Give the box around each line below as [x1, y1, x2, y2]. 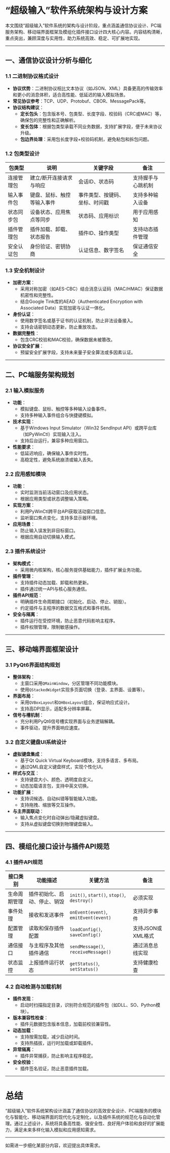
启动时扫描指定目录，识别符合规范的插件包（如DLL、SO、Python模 [20, 1002, 160, 1008]
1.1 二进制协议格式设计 [5, 73, 59, 80]
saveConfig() [69, 932, 101, 938]
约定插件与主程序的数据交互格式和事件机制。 [20, 605, 114, 611]
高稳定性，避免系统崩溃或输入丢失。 [20, 456, 96, 462]
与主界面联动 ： [12, 808, 44, 815]
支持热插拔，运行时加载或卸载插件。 [20, 1040, 96, 1046]
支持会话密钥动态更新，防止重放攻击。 [20, 324, 100, 330]
